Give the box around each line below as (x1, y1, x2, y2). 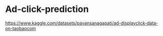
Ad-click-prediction (5, 3, 89, 15)
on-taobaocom (5, 25, 36, 31)
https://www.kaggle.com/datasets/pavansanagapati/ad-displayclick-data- (5, 20, 158, 26)
